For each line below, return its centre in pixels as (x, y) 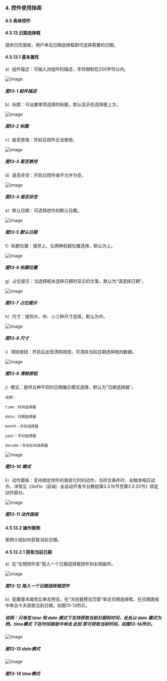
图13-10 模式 (18, 467)
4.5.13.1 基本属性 (22, 57)
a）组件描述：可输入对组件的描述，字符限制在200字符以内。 (67, 69)
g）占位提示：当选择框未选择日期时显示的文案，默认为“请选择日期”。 (76, 281)
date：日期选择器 (21, 417)
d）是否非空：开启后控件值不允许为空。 (46, 175)
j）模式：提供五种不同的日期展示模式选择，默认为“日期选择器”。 (71, 387)
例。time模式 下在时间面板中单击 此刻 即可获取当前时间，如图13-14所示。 (80, 624)
